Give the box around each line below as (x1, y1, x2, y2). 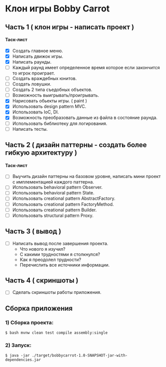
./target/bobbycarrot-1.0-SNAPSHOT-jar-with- (31, 353, 128, 358)
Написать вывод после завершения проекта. (12, 240, 108, 246)
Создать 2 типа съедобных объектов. (12, 87, 93, 92)
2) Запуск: (5, 342, 32, 349)
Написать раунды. (12, 59, 52, 65)
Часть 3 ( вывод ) (5, 227, 61, 236)
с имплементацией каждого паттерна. (12, 179, 94, 185)
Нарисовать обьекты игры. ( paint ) (12, 98, 87, 104)
